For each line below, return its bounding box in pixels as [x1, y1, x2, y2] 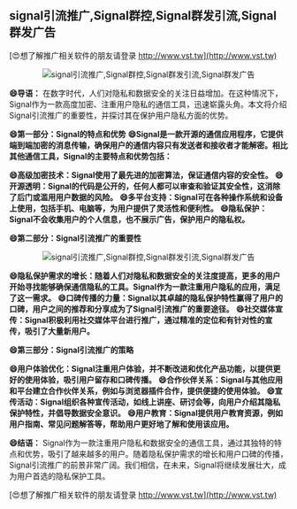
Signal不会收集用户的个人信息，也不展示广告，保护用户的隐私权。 [9, 213, 250, 224]
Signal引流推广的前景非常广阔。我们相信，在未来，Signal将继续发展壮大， [9, 459, 278, 470]
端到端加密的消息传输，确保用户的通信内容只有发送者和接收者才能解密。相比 [9, 140, 288, 150]
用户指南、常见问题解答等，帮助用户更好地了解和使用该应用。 [9, 419, 234, 429]
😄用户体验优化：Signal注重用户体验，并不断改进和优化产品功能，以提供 [9, 363, 274, 374]
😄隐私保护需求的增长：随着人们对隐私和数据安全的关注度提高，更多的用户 [9, 270, 281, 281]
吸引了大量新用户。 [24, 326, 95, 336]
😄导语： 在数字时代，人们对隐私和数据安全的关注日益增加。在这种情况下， [9, 88, 283, 98]
